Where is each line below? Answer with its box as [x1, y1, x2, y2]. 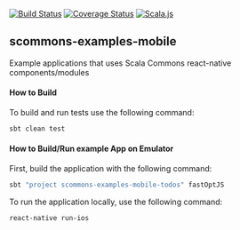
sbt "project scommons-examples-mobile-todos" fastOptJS [9, 180, 225, 190]
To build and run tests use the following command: [9, 107, 195, 118]
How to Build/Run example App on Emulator [9, 143, 174, 155]
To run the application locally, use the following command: [9, 196, 223, 207]
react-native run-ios [9, 213, 90, 222]
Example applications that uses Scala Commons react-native [9, 58, 232, 68]
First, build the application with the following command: [9, 163, 212, 174]
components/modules [9, 67, 90, 77]
